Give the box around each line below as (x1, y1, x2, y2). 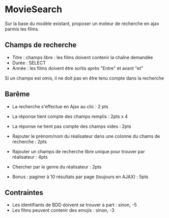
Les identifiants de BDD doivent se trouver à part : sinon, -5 (12, 202, 137, 208)
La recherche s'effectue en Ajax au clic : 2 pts (12, 103, 109, 109)
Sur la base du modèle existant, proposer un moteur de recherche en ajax (5, 20, 159, 27)
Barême (5, 90, 30, 99)
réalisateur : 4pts (12, 154, 48, 160)
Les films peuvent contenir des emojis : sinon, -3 (12, 207, 115, 213)
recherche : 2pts (12, 138, 47, 144)
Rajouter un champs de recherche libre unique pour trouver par (12, 148, 145, 154)
